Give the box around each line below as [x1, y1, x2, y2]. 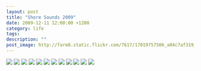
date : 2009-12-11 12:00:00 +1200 [6, 20, 90, 26]
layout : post [6, 8, 39, 15]
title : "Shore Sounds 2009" [6, 14, 77, 20]
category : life [6, 25, 44, 32]
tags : [6, 31, 20, 37]
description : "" [6, 36, 47, 42]
